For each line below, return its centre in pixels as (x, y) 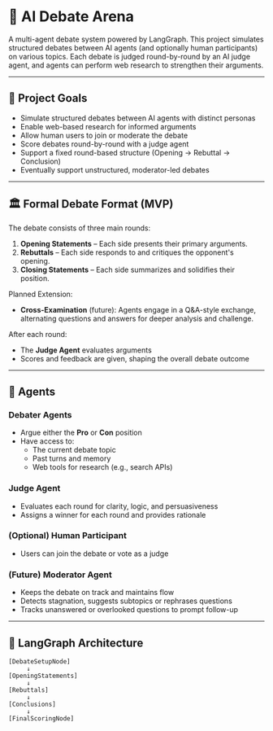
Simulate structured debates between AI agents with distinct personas (138, 118)
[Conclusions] (32, 704)
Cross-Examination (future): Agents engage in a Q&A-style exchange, (138, 309)
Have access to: (47, 441)
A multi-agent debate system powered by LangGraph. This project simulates (136, 39)
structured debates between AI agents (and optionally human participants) (133, 47)
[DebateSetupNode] (39, 661)
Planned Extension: (41, 294)
